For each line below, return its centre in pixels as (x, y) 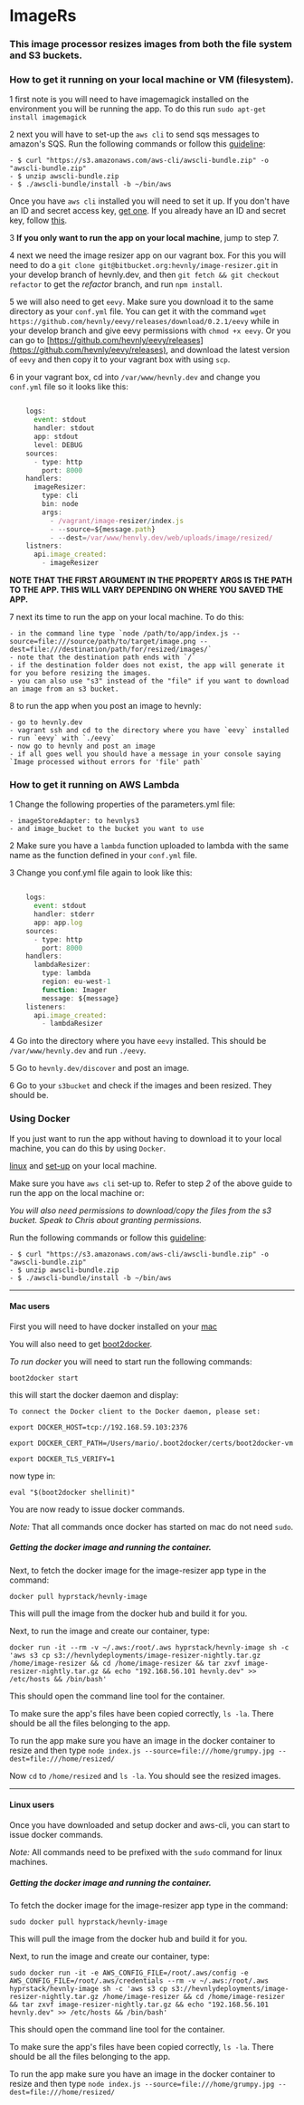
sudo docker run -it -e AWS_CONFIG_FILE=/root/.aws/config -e (129, 1973)
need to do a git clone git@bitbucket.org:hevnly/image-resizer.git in (144, 265)
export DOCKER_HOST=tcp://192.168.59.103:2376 (99, 1427)
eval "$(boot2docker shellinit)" (72, 1492)
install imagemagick (48, 118)
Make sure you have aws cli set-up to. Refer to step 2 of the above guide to (151, 1183)
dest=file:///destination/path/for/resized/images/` (111, 650)
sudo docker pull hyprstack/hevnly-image (89, 1922)
